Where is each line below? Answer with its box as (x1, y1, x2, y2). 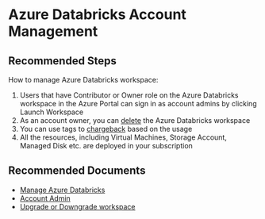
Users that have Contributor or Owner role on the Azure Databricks (19, 90, 240, 100)
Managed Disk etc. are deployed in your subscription (19, 141, 193, 150)
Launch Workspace (19, 107, 84, 117)
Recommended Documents (8, 164, 146, 178)
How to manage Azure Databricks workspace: (8, 75, 159, 84)
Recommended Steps (8, 54, 117, 67)
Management (8, 22, 98, 40)
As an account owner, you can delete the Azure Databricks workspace (19, 116, 251, 125)
